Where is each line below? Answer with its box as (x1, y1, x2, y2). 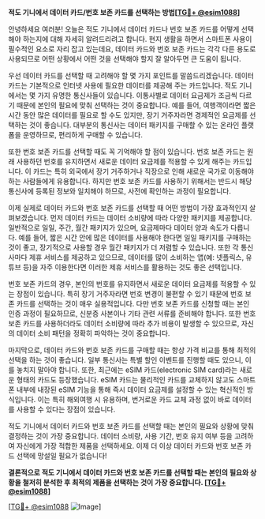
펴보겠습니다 (8, 213, 47, 222)
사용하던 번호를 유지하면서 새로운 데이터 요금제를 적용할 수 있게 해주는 (16, 157, 231, 166)
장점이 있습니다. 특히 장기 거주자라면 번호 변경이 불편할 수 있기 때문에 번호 (16, 289, 244, 299)
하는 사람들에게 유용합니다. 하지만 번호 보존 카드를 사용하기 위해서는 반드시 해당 (8, 177, 252, 186)
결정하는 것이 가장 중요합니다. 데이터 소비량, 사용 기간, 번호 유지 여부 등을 (8, 431, 233, 441)
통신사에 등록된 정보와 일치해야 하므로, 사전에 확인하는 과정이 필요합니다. (8, 186, 231, 196)
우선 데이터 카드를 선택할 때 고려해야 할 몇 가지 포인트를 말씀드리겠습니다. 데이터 (8, 71, 255, 80)
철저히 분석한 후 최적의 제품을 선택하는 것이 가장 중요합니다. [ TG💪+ (22, 478, 226, 487)
